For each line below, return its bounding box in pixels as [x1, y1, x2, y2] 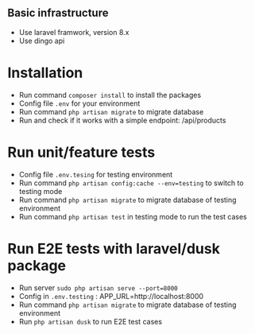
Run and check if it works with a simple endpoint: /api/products [18, 115, 226, 125]
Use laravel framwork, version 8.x [18, 27, 129, 37]
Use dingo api [18, 36, 65, 45]
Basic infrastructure [7, 6, 109, 20]
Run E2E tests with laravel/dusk [7, 239, 220, 258]
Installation [7, 64, 83, 82]
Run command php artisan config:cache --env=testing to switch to [18, 178, 244, 188]
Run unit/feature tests [7, 143, 156, 161]
